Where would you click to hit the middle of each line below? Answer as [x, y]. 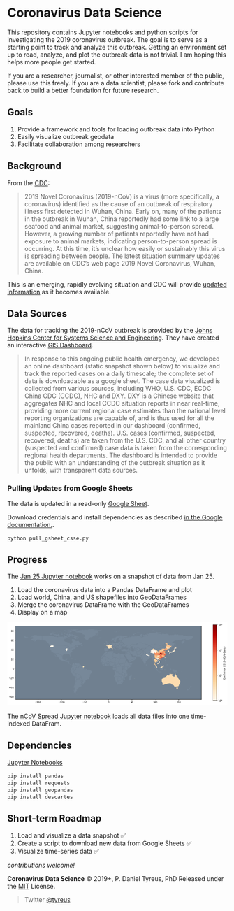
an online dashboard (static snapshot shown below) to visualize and [122, 366]
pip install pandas [36, 776]
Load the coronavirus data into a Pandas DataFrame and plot [104, 590]
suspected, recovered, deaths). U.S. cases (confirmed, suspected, [120, 433]
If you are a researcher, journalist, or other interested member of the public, [116, 76]
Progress [27, 560]
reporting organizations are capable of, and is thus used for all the [119, 418]
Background [34, 166]
